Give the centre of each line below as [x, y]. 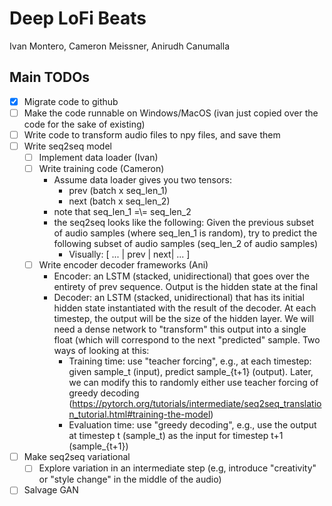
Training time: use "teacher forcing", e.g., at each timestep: [190, 361]
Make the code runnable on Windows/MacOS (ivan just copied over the [171, 113]
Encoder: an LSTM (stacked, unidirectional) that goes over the [181, 276]
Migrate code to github [71, 101]
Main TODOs [50, 77]
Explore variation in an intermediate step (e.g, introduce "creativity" [177, 468]
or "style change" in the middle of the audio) [130, 479]
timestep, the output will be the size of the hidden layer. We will [184, 319]
